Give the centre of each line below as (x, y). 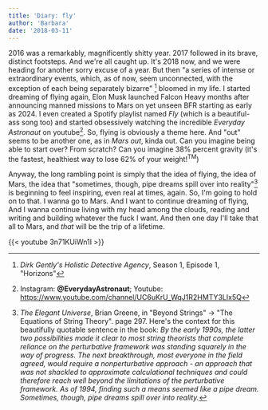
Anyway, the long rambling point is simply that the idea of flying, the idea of (132, 174)
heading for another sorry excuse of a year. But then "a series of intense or (132, 70)
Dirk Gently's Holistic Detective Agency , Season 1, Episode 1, (120, 265)
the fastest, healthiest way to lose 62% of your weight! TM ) (104, 158)
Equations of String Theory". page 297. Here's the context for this (127, 321)
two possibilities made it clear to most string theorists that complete (132, 338)
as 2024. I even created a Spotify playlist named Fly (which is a (112, 114)
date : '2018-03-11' (41, 30)
